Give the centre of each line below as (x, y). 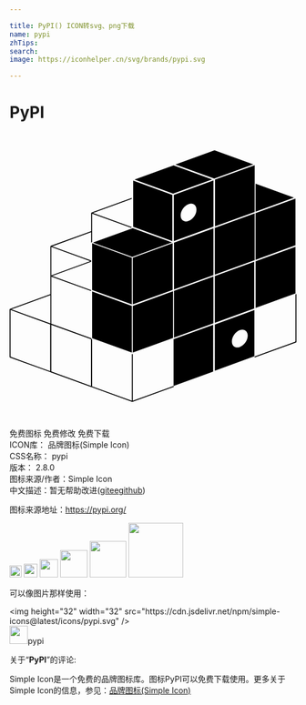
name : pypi (30, 34)
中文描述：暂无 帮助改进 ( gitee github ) (77, 490)
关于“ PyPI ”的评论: (43, 660)
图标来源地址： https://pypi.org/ (68, 509)
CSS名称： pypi (39, 457)
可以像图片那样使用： (49, 593)
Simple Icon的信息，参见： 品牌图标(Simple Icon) (100, 690)
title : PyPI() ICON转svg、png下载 (72, 25)
